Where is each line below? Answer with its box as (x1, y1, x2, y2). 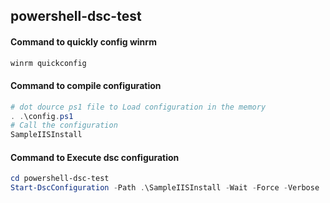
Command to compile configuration (10, 80, 162, 92)
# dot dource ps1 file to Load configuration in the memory (10, 102, 267, 112)
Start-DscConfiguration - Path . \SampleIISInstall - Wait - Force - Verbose (10, 183, 320, 193)
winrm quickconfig (10, 58, 87, 68)
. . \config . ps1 (10, 111, 74, 121)
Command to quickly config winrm (10, 35, 157, 48)
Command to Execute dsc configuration (10, 151, 180, 163)
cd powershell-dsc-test (10, 174, 110, 184)
